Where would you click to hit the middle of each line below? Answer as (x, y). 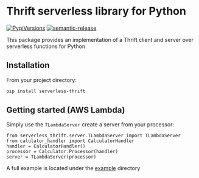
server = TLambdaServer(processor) (51, 157)
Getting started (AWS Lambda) (66, 110)
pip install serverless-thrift (46, 91)
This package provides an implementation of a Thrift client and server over (100, 39)
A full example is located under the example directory (73, 168)
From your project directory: (42, 80)
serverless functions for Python (46, 46)
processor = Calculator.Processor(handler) (62, 152)
